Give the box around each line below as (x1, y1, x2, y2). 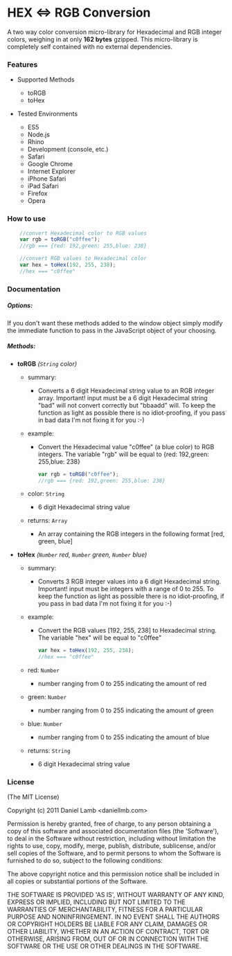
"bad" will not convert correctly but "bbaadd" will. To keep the (37, 401, 216, 409)
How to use (7, 214, 46, 224)
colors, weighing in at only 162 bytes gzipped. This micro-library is (7, 35, 198, 43)
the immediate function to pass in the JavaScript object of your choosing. (7, 326, 217, 334)
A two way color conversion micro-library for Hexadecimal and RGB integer (7, 28, 222, 36)
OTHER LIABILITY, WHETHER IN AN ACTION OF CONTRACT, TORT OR (7, 928, 209, 936)
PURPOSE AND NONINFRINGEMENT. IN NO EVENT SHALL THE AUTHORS (7, 912, 220, 921)
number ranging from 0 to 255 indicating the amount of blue (37, 733, 210, 741)
